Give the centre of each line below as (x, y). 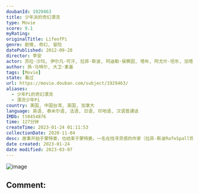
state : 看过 (20, 78)
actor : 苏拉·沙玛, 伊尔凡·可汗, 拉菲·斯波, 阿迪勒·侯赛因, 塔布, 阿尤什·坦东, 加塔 (100, 61)
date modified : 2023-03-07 (39, 150)
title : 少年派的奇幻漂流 (33, 17)
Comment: (26, 185)
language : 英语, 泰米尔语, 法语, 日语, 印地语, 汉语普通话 (73, 111)
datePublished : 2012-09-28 (39, 50)
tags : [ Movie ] (24, 72)
